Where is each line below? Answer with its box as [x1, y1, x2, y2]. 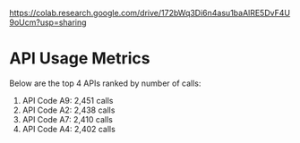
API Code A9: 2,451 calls [21, 95, 114, 105]
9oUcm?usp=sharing [9, 17, 87, 28]
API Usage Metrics [9, 48, 150, 69]
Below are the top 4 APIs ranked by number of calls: [9, 78, 201, 88]
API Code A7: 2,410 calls [21, 114, 114, 124]
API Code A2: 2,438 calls [21, 105, 116, 115]
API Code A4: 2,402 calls [21, 123, 116, 134]
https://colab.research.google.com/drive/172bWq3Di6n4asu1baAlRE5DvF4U [9, 8, 291, 18]
